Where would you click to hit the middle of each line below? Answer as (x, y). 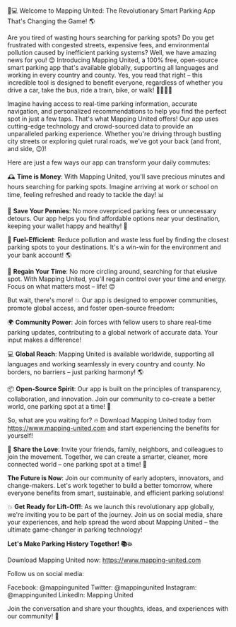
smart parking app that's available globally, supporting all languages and (113, 67)
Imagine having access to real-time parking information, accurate (102, 104)
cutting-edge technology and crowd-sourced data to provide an (100, 126)
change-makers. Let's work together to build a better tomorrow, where (110, 485)
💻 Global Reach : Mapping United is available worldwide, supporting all (111, 354)
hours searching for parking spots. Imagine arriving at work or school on (113, 187)
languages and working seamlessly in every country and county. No (106, 364)
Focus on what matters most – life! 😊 (61, 286)
